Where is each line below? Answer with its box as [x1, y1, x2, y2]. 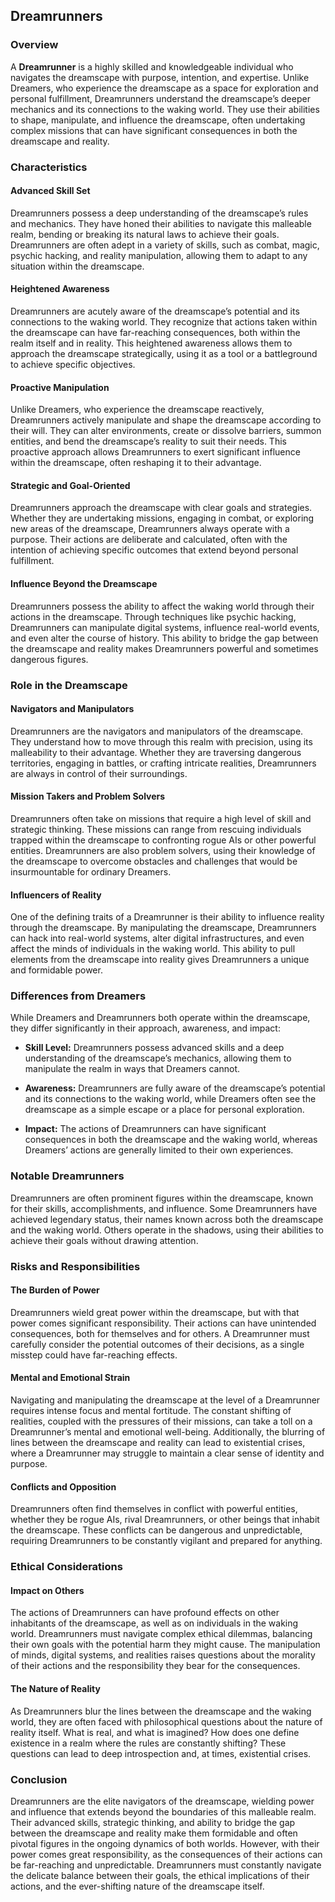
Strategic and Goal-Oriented [10, 479, 131, 491]
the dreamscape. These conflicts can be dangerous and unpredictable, [10, 1524, 303, 1536]
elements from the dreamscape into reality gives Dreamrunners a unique [10, 954, 310, 966]
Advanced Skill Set [10, 185, 91, 197]
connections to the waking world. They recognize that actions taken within [10, 316, 318, 328]
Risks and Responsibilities [10, 1259, 141, 1273]
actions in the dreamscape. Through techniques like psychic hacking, [10, 610, 297, 623]
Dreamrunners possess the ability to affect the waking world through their [10, 600, 315, 612]
